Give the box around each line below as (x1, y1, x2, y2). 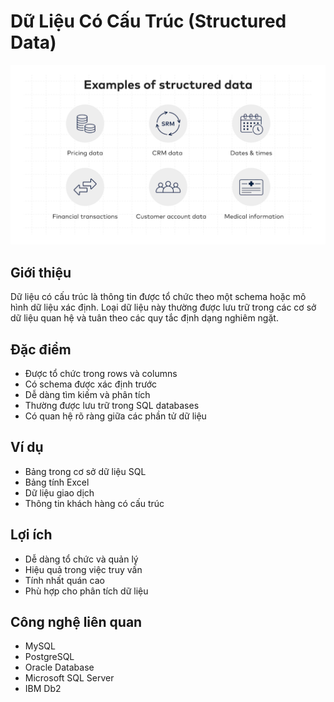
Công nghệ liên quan (10, 614, 143, 631)
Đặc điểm (10, 341, 72, 358)
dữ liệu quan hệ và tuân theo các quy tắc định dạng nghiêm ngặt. (10, 312, 279, 324)
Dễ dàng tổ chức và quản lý (24, 553, 139, 565)
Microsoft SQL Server (24, 672, 115, 684)
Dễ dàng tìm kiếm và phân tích (24, 389, 151, 400)
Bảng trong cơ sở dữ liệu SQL (24, 465, 147, 477)
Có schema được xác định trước (24, 378, 158, 390)
